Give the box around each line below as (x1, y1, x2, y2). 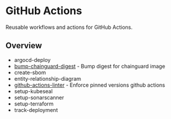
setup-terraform (14, 100, 54, 107)
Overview (5, 41, 43, 51)
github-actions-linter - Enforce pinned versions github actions (14, 81, 165, 88)
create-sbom (14, 69, 46, 76)
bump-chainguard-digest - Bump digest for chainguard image (14, 62, 166, 70)
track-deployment (14, 106, 58, 113)
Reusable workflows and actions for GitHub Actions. (5, 24, 133, 31)
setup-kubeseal (14, 87, 53, 95)
